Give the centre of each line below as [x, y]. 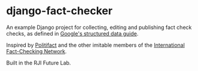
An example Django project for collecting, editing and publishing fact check [99, 27]
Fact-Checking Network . [36, 51]
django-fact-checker [59, 11]
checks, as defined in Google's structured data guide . [72, 33]
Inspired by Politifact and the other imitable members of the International [96, 45]
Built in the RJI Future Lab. [39, 63]
